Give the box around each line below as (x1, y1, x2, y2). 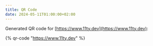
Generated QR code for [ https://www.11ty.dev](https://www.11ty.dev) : (5, 25, 148, 31)
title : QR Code (5, 7, 37, 12)
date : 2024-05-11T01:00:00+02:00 (5, 12, 76, 17)
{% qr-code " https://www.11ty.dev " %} (5, 35, 85, 41)
